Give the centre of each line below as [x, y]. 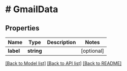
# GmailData [32, 9]
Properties [22, 28]
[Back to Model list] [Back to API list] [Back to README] [63, 63]
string [35, 51]
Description [61, 42]
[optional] [92, 51]
